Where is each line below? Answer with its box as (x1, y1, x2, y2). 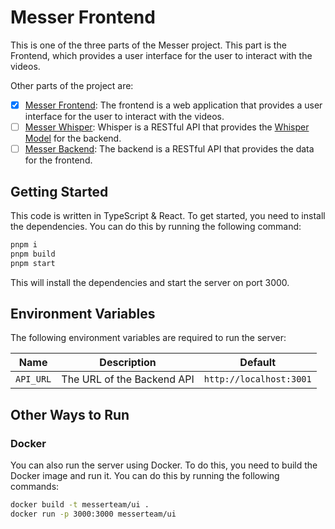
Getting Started (10, 183, 109, 200)
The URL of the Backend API (61, 372, 195, 386)
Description (99, 356, 157, 370)
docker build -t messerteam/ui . (10, 500, 150, 510)
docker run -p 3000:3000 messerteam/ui (10, 509, 177, 519)
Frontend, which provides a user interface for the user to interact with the (10, 49, 313, 61)
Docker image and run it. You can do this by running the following (10, 470, 280, 482)
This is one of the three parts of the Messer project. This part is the (10, 39, 287, 51)
